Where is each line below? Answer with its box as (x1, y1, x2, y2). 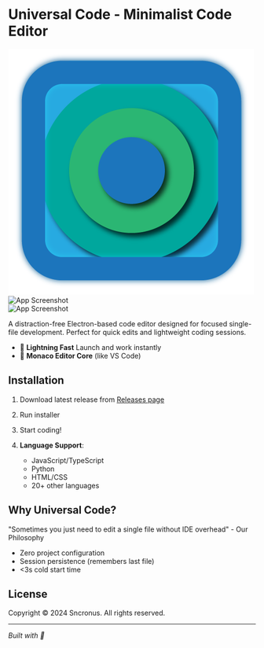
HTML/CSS (31, 472, 68, 481)
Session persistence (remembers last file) (19, 556, 155, 565)
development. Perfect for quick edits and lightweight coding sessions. (20, 327, 247, 337)
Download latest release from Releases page (19, 395, 165, 404)
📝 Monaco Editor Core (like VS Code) (19, 351, 141, 360)
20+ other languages (31, 480, 100, 490)
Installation (8, 374, 64, 387)
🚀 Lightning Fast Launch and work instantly (19, 342, 162, 352)
